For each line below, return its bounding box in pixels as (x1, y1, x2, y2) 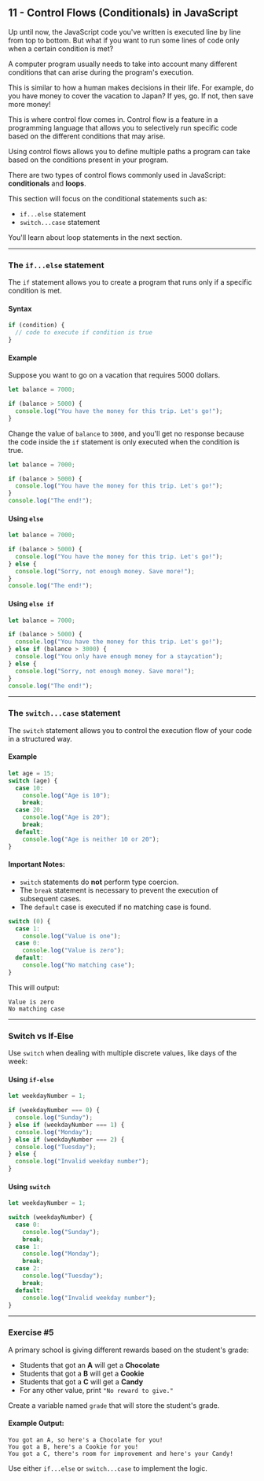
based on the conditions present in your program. (8, 155, 169, 164)
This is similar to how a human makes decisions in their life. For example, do (8, 83, 254, 92)
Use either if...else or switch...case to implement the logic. (8, 1463, 208, 1473)
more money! (8, 99, 51, 109)
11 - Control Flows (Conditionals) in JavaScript (8, 6, 238, 20)
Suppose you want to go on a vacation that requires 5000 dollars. (8, 370, 221, 380)
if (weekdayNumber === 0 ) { (8, 1107, 101, 1114)
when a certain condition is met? (8, 43, 114, 53)
